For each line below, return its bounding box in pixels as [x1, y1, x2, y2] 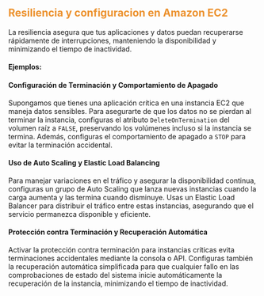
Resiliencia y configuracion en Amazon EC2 [8, 6, 228, 20]
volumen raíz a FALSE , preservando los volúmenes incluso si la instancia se [8, 123, 252, 133]
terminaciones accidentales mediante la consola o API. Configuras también [8, 253, 254, 264]
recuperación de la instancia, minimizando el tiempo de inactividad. [8, 279, 228, 288]
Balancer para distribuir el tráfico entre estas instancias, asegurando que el [8, 201, 254, 211]
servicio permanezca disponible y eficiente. [8, 209, 151, 218]
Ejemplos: [8, 63, 42, 72]
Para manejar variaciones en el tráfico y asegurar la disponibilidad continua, [8, 176, 256, 185]
